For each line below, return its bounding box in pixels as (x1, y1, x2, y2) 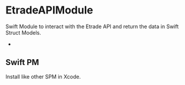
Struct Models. (5, 29, 42, 36)
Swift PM (5, 57, 39, 67)
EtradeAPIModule (5, 4, 94, 17)
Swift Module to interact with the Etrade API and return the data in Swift (5, 23, 179, 30)
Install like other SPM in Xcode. (5, 73, 81, 80)
